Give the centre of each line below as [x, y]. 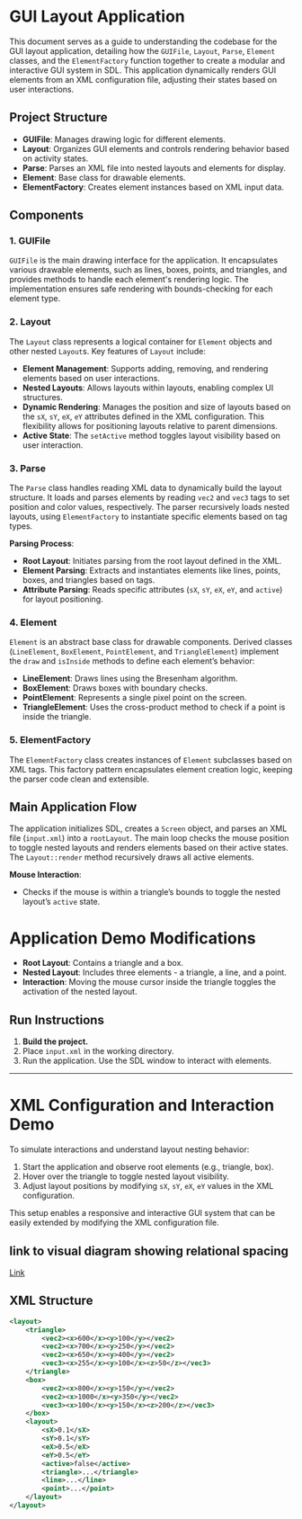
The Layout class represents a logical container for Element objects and [141, 341]
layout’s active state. [61, 902]
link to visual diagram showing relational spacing [149, 1251]
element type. [35, 299]
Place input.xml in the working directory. [98, 1051]
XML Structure [51, 1301]
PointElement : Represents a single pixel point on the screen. [134, 698]
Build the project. [55, 1041]
